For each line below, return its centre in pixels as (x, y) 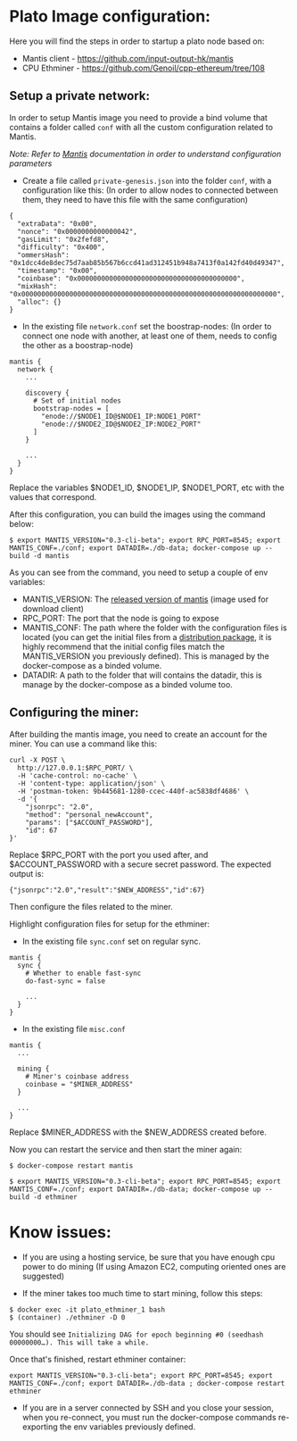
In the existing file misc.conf (74, 1029)
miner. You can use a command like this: (83, 744)
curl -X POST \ (37, 760)
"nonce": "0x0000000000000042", (78, 231)
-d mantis (51, 555)
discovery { (47, 393)
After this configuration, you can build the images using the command (137, 514)
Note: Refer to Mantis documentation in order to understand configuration (145, 154)
